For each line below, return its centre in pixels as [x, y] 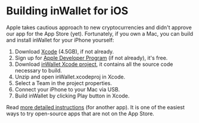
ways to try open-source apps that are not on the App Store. [80, 113]
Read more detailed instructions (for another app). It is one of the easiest [95, 107]
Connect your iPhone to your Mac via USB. [67, 89]
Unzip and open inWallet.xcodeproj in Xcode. [70, 77]
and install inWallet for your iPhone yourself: [60, 40]
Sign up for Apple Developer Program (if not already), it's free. [91, 58]
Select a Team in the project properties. [63, 83]
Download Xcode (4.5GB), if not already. [64, 51]
